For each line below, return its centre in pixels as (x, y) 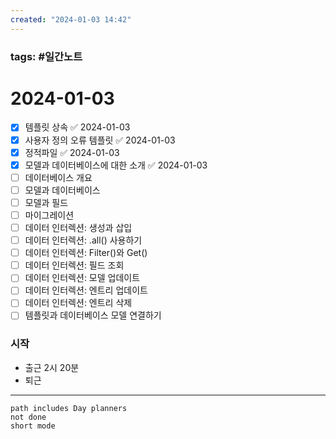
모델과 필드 (46, 202)
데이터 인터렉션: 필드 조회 (74, 265)
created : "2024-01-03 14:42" (71, 19)
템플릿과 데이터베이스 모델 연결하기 (93, 315)
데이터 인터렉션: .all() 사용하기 (83, 240)
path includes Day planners (69, 408)
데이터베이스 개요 (58, 177)
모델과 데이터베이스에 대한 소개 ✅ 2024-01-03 (116, 165)
